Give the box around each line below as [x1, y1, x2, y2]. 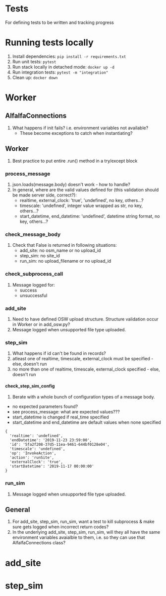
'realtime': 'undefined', [9, 433, 63, 438]
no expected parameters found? [12, 403, 78, 409]
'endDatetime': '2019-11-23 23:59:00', [9, 438, 92, 443]
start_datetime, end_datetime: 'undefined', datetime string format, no [19, 213, 160, 219]
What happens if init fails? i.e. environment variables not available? [12, 125, 149, 131]
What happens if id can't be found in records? [12, 350, 106, 356]
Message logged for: [12, 282, 55, 288]
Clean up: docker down [12, 74, 58, 80]
